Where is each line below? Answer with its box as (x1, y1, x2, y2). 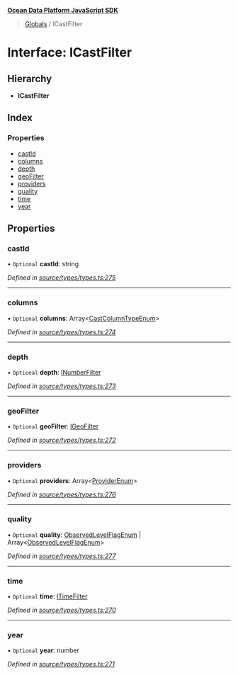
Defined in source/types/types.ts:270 (7, 606, 117, 615)
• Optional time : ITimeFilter (7, 592, 88, 601)
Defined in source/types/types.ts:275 (7, 273, 116, 282)
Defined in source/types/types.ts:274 (7, 327, 116, 336)
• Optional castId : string (7, 260, 79, 268)
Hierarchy (7, 72, 52, 84)
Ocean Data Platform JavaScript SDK (7, 6, 118, 14)
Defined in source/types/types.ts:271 (7, 660, 115, 669)
